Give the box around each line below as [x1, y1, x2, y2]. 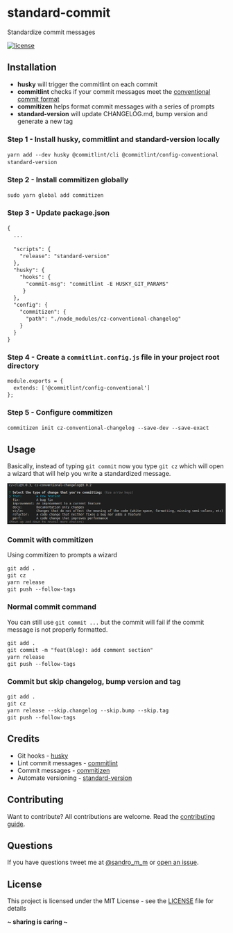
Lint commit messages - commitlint [17, 758, 118, 767]
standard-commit [7, 5, 111, 21]
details [7, 904, 26, 913]
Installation [7, 61, 57, 74]
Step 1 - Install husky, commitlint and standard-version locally [7, 134, 221, 144]
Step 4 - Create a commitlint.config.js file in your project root [7, 352, 220, 362]
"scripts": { [13, 246, 51, 253]
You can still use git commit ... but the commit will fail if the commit [7, 618, 205, 626]
